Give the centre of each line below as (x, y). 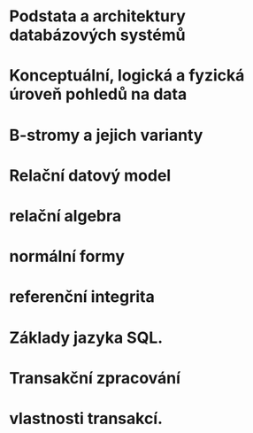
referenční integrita (82, 297)
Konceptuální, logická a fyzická (127, 76)
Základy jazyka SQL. (86, 337)
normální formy (67, 256)
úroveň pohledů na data (98, 94)
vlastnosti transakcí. (86, 418)
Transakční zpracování (95, 378)
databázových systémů (97, 35)
